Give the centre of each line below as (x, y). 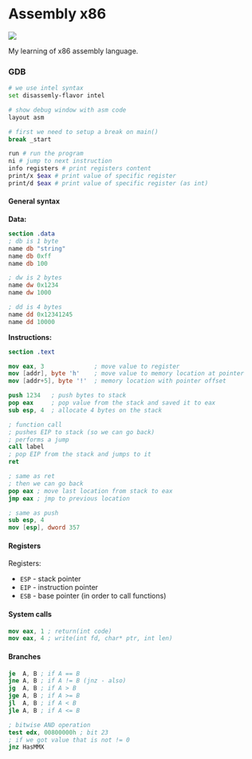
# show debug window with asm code (67, 110)
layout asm (26, 117)
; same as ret (32, 476)
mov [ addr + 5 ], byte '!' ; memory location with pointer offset (117, 381)
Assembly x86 (57, 14)
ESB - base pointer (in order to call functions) (93, 596)
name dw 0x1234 (33, 285)
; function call (35, 425)
